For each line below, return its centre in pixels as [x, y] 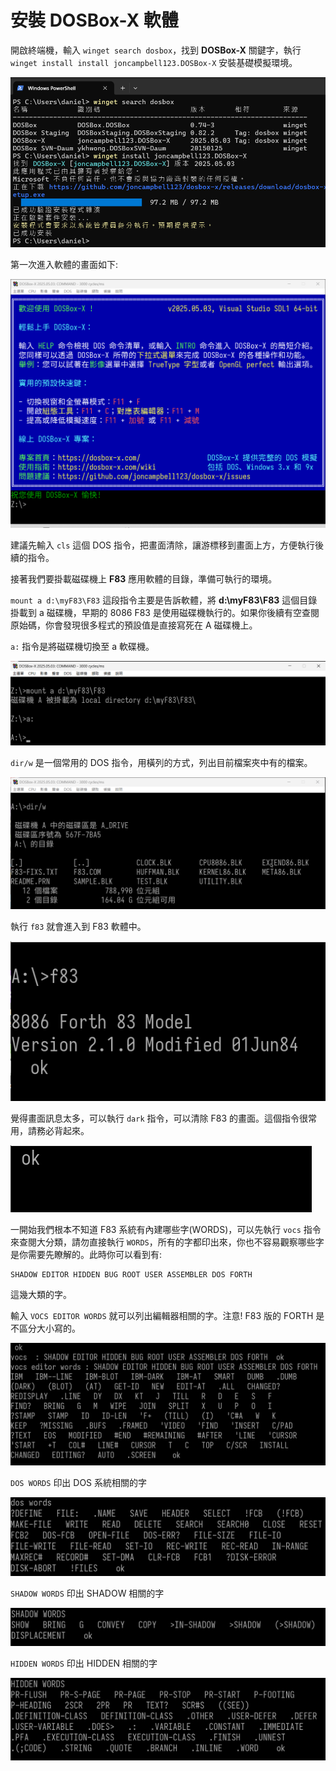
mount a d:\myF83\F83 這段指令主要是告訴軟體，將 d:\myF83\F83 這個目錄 [164, 600]
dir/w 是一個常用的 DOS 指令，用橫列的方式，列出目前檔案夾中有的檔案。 [161, 763]
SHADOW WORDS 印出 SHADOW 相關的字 [87, 1593]
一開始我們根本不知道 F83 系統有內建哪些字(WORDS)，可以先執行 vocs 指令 [166, 1229]
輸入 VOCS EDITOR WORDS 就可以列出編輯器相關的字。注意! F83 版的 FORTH [162, 1315]
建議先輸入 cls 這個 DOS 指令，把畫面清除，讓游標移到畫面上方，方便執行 [163, 545]
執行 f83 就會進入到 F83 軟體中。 [78, 926]
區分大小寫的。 [49, 1328]
